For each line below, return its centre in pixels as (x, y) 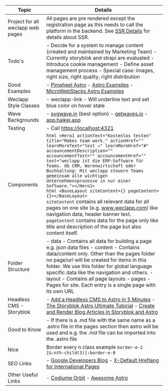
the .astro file (62, 339)
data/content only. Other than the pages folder (101, 254)
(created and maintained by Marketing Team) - (101, 51)
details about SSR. (67, 37)
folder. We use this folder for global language (99, 266)
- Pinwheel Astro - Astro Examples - (90, 85)
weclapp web (23, 28)
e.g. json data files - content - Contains (93, 247)
